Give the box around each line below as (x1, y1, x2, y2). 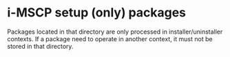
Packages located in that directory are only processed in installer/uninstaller (7, 27, 223, 36)
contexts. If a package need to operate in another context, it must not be (7, 34, 213, 43)
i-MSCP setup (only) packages (7, 5, 187, 21)
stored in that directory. (7, 42, 74, 50)
